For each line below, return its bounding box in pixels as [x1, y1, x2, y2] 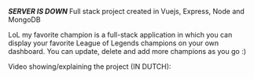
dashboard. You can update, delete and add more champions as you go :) [8, 47, 246, 56]
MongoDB [8, 15, 41, 24]
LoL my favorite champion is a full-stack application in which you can [8, 31, 233, 39]
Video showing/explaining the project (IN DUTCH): [8, 62, 171, 71]
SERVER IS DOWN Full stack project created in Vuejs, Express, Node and [8, 7, 245, 16]
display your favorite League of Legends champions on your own [8, 38, 219, 48]
